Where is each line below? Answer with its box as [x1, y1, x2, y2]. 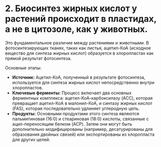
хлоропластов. [12, 84, 43, 90]
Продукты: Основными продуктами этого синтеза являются [12, 110, 140, 116]
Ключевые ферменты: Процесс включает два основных [12, 90, 132, 96]
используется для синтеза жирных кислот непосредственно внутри [12, 79, 155, 85]
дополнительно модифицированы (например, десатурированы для [12, 126, 153, 132]
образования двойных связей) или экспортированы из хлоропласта [12, 131, 155, 137]
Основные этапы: [5, 64, 41, 71]
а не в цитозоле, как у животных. [5, 24, 148, 35]
